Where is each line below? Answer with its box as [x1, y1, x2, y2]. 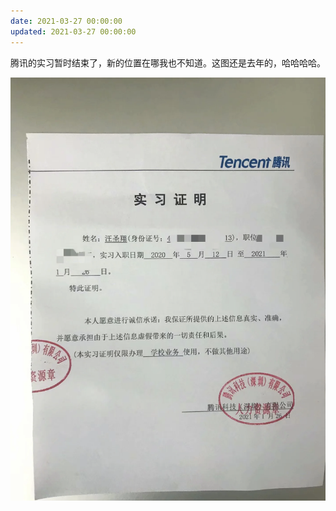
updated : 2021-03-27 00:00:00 [10, 26, 137, 37]
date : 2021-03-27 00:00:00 [10, 16, 123, 26]
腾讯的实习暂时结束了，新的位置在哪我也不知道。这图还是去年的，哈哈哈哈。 [10, 56, 326, 69]
